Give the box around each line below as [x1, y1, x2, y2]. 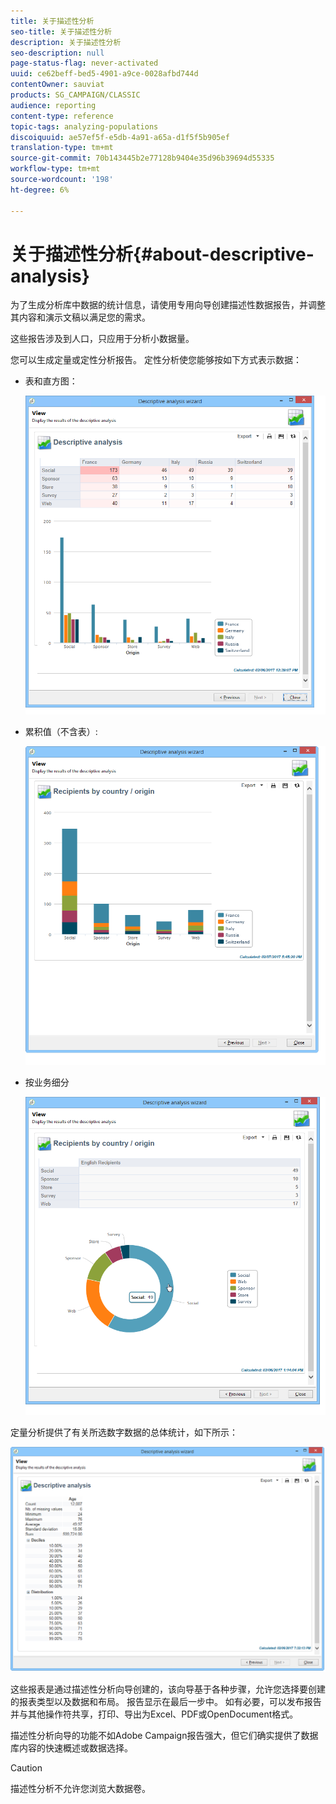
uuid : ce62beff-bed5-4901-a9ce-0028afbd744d [10, 69, 199, 79]
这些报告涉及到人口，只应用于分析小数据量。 [10, 333, 195, 345]
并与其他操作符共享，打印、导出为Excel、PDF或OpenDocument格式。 [10, 1708, 299, 1720]
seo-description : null [10, 48, 105, 58]
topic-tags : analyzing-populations [10, 121, 159, 132]
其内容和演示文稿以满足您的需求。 [10, 311, 151, 324]
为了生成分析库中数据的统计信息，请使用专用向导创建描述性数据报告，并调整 [10, 299, 326, 311]
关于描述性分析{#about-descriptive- [10, 243, 315, 265]
